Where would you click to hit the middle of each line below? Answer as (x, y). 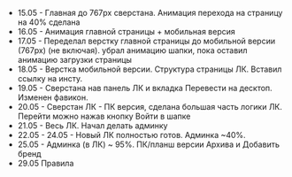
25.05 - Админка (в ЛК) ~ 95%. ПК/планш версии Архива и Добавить (149, 144)
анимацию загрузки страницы (75, 60)
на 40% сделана (49, 22)
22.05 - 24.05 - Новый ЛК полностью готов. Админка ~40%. (131, 135)
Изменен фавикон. (53, 97)
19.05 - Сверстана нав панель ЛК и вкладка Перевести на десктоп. (145, 88)
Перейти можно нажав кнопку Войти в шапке (104, 116)
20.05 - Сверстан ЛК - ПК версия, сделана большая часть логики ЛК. (150, 107)
